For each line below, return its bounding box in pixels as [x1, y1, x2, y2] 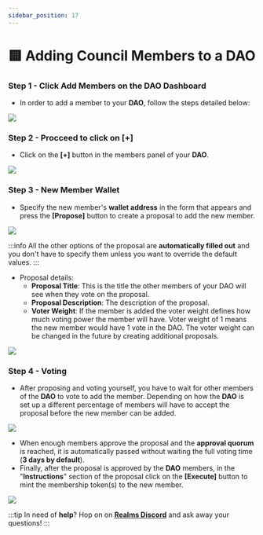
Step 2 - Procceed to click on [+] [8, 133, 133, 144]
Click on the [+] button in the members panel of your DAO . [19, 150, 210, 159]
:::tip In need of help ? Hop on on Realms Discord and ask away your [8, 510, 230, 519]
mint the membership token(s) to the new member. [19, 480, 184, 489]
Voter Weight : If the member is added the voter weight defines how [31, 306, 251, 315]
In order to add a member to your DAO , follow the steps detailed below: [19, 98, 250, 108]
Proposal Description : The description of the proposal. [31, 298, 210, 307]
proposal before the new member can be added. [19, 409, 177, 417]
